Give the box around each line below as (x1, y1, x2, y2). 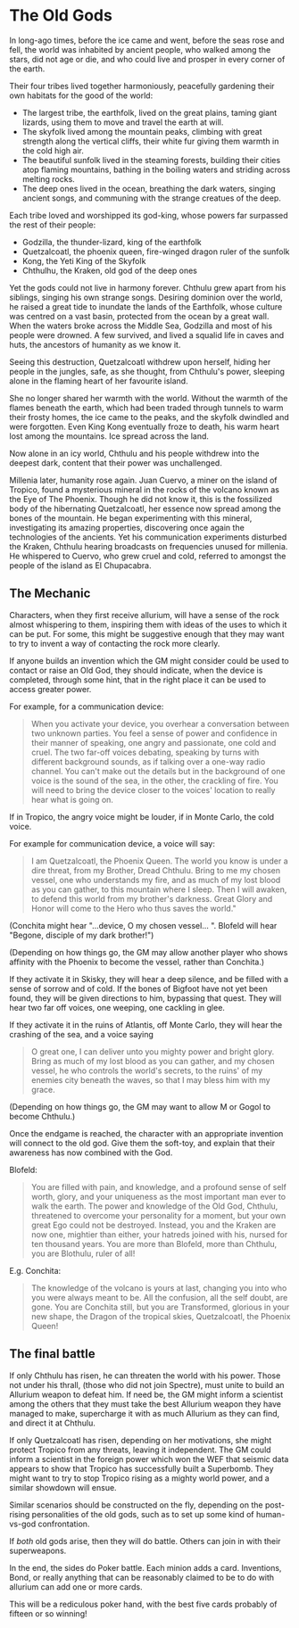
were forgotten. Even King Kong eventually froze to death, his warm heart (9, 421, 279, 432)
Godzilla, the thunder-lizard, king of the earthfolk (21, 236, 203, 247)
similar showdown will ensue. (9, 1482, 118, 1492)
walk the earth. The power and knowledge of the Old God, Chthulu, (30, 1201, 278, 1211)
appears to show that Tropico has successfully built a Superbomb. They (9, 1463, 274, 1474)
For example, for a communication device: (9, 701, 164, 712)
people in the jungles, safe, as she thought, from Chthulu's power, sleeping (9, 366, 286, 376)
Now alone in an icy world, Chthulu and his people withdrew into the (9, 448, 260, 459)
